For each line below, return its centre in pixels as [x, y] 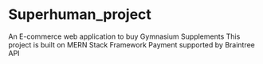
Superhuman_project [80, 15]
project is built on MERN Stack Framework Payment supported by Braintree [131, 44]
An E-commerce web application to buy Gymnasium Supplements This [124, 36]
